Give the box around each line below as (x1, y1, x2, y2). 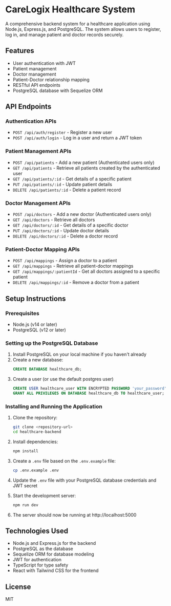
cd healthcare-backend (12, 429, 61, 435)
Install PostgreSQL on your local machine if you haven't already (12, 351, 147, 358)
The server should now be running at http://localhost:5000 (12, 511, 137, 518)
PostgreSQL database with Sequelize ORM (12, 87, 103, 94)
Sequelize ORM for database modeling (12, 551, 95, 557)
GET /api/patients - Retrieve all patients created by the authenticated (12, 164, 160, 171)
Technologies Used (5, 527, 68, 535)
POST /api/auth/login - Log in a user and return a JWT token (12, 135, 142, 141)
